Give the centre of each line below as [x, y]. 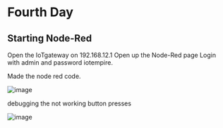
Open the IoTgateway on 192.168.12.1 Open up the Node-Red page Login [112, 55]
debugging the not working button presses [70, 103]
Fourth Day [41, 12]
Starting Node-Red [50, 38]
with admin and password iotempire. [60, 63]
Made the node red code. [44, 76]
